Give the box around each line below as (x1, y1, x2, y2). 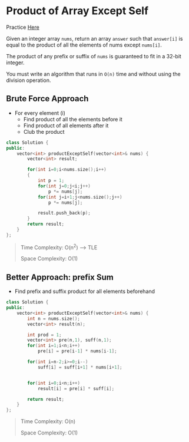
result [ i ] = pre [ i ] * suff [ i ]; (37, 385, 115, 391)
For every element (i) (14, 109, 66, 116)
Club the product (23, 128, 65, 135)
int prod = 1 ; (27, 332, 62, 338)
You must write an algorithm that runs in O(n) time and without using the (6, 70, 181, 77)
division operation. (6, 77, 51, 84)
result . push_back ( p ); (37, 210, 91, 216)
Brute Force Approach (6, 94, 89, 104)
